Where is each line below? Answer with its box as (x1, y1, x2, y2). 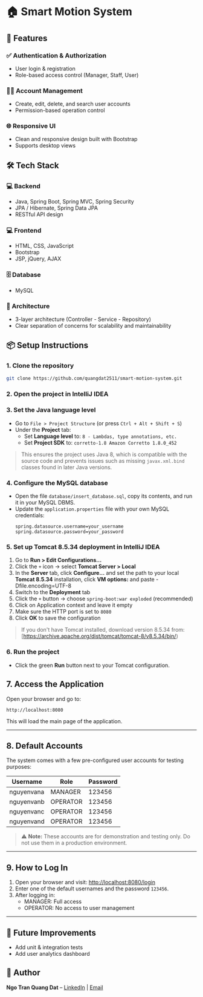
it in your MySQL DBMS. (14, 499, 76, 506)
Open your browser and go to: (6, 695, 82, 703)
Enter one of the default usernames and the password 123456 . (14, 885, 169, 892)
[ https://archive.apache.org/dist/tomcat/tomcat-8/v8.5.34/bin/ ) (21, 632, 178, 640)
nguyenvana (9, 788, 45, 797)
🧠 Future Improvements (6, 927, 97, 938)
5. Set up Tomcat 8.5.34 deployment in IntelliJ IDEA (6, 543, 160, 551)
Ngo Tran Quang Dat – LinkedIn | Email (6, 984, 104, 991)
